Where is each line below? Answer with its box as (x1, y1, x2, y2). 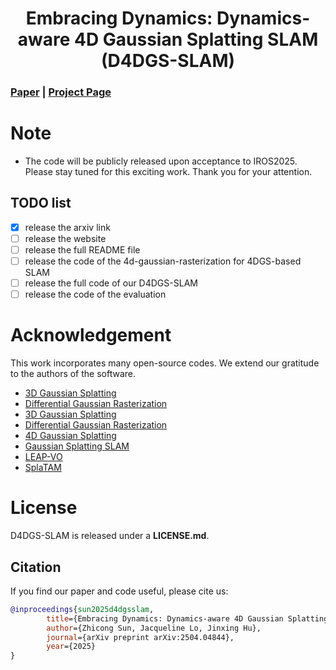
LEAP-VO (24, 451, 63, 463)
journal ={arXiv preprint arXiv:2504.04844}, (46, 632, 235, 642)
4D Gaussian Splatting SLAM (73, 28, 319, 51)
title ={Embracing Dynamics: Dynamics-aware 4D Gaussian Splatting (46, 613, 329, 624)
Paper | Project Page (10, 85, 112, 99)
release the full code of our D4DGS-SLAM (24, 277, 198, 289)
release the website (24, 232, 107, 244)
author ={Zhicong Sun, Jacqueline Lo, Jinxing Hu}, (46, 623, 262, 633)
